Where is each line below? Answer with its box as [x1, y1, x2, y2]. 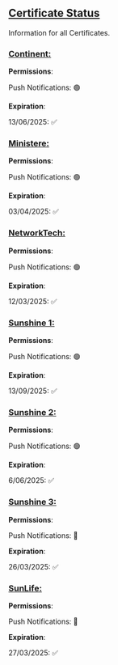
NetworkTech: [8, 227, 66, 239]
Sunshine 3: [8, 497, 57, 508]
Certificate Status [8, 6, 100, 20]
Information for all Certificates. [8, 28, 111, 37]
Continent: [8, 48, 52, 59]
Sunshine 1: [8, 317, 55, 328]
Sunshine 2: [8, 406, 57, 417]
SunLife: [8, 582, 43, 594]
